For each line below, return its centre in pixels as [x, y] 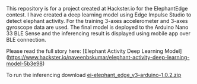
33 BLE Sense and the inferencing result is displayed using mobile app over [99, 33]
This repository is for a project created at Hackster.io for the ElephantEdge [97, 9]
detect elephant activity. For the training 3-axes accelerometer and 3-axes [97, 21]
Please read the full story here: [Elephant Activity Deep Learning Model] [94, 51]
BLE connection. [26, 40]
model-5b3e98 [25, 63]
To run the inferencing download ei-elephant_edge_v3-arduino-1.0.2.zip [94, 75]
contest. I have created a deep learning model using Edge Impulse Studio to [99, 15]
